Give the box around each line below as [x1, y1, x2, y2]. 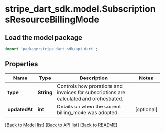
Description [80, 75, 108, 81]
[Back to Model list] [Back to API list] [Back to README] [5, 122, 118, 128]
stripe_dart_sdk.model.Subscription [5, 3, 156, 15]
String [37, 89, 53, 96]
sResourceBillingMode [5, 14, 100, 25]
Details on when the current [57, 103, 121, 110]
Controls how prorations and [57, 82, 123, 89]
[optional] [135, 106, 158, 113]
